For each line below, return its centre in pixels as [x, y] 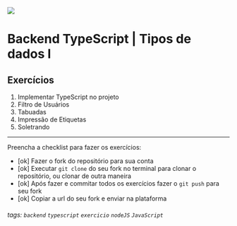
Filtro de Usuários [43, 105]
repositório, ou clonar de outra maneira [74, 176]
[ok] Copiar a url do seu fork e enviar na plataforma [92, 198]
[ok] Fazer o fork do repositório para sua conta [85, 161]
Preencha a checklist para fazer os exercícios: [74, 147]
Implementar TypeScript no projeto [68, 97]
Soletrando [34, 127]
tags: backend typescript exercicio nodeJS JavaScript [85, 215]
